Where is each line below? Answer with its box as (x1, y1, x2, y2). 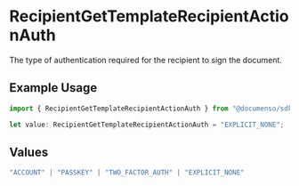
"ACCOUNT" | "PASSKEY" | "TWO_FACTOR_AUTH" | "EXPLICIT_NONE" (9, 168, 245, 177)
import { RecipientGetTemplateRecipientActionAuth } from (9, 104, 229, 113)
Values (9, 144, 49, 159)
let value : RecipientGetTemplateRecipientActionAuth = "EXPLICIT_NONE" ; (9, 120, 285, 129)
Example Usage (9, 80, 98, 95)
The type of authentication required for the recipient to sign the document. (9, 54, 283, 65)
